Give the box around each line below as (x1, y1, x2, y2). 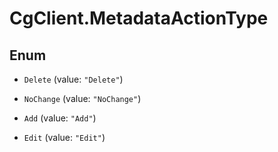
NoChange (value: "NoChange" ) (23, 93, 142, 104)
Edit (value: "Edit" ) (23, 132, 106, 143)
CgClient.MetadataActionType (9, 7, 269, 30)
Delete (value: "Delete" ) (23, 73, 124, 85)
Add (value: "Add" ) (23, 112, 97, 124)
